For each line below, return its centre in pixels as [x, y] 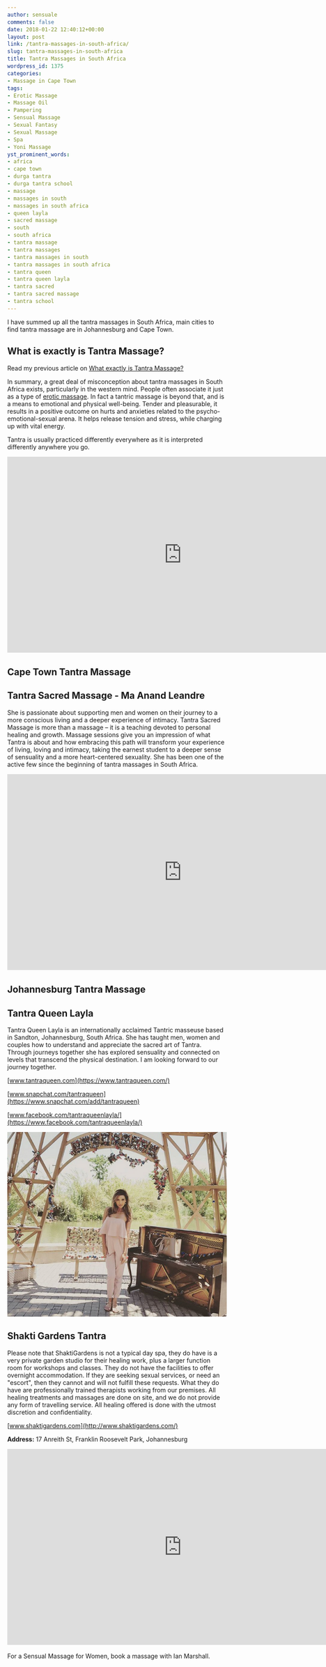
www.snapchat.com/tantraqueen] [58, 1094]
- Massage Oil [28, 103]
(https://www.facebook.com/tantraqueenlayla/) [75, 1122]
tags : [15, 88]
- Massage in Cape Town [42, 81]
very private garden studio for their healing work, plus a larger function [109, 1360]
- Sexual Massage [32, 132]
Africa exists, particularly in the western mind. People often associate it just [115, 389]
